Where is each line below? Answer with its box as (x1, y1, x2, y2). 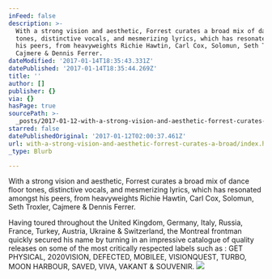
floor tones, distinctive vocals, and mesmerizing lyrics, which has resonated (8, 185, 261, 195)
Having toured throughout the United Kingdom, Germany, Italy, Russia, (8, 218, 243, 227)
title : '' (8, 72, 42, 80)
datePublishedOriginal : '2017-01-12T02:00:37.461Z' (8, 132, 186, 140)
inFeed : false (8, 11, 57, 20)
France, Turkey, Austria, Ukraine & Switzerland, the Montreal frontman (8, 226, 243, 236)
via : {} (8, 95, 35, 103)
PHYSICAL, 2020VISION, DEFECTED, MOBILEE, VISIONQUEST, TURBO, (8, 252, 247, 262)
